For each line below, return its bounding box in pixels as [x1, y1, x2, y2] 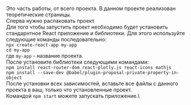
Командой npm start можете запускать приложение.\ [6, 93, 140, 99]
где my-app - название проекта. [6, 52, 84, 59]
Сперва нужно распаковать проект [6, 17, 95, 24]
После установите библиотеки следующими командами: [6, 58, 149, 65]
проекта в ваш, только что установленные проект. [6, 86, 132, 93]
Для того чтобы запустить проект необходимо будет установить [6, 23, 168, 30]
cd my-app [6, 47, 30, 53]
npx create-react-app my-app [6, 42, 77, 48]
